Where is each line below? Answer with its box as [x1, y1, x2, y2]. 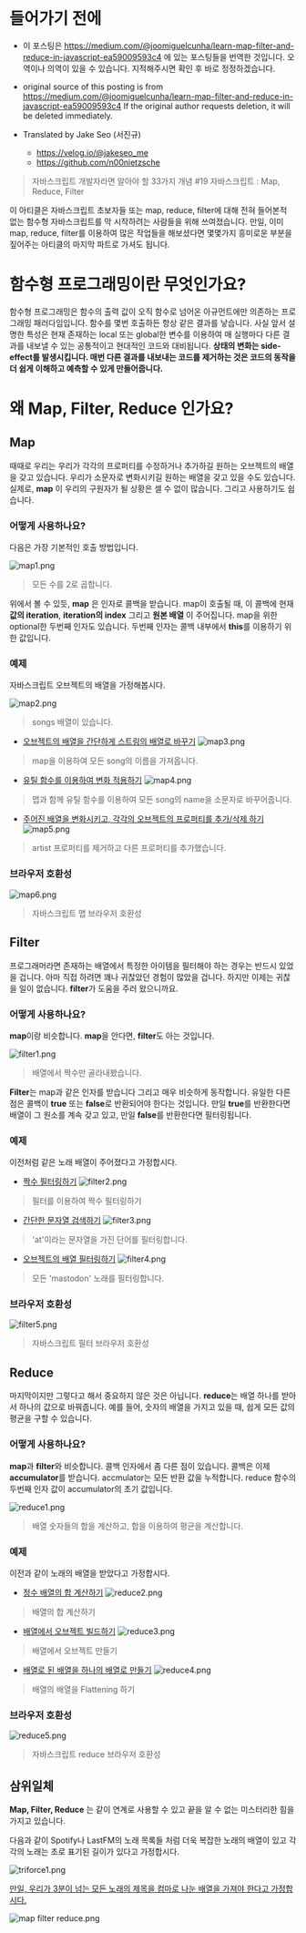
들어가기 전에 [9, 8, 102, 29]
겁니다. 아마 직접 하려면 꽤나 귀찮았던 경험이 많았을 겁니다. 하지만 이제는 [18, 971, 274, 982]
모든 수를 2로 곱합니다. [31, 579, 113, 590]
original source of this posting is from [22, 81, 164, 92]
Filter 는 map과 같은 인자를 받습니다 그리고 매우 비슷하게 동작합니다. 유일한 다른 [9, 1086, 291, 1098]
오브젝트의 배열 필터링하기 [22, 1253, 117, 1264]
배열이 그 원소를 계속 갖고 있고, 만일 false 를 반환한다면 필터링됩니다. [9, 1109, 252, 1120]
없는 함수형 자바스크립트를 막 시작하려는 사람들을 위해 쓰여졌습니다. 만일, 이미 [9, 216, 284, 227]
